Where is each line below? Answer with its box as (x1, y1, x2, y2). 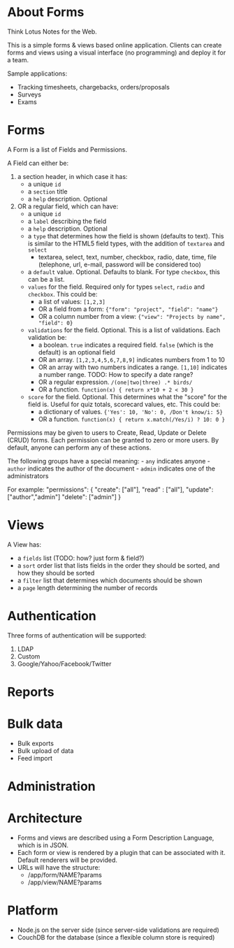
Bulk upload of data (17, 746, 74, 755)
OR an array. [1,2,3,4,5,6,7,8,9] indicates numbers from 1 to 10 (38, 355, 226, 364)
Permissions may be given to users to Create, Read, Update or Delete (7, 428, 207, 437)
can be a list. (27, 275, 65, 283)
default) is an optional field (38, 347, 115, 357)
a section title (27, 187, 68, 196)
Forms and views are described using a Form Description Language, (17, 833, 214, 842)
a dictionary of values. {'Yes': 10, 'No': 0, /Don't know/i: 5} (38, 407, 224, 416)
